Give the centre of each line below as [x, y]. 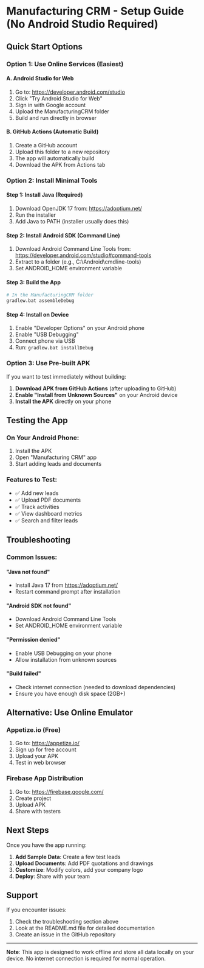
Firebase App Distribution [45, 779]
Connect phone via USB [45, 341]
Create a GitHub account [46, 145]
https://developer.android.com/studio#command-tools [83, 255]
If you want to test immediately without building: [66, 376]
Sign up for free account [46, 749]
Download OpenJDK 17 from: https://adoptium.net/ [79, 209]
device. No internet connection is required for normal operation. [86, 959]
